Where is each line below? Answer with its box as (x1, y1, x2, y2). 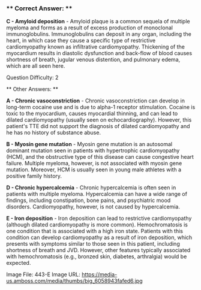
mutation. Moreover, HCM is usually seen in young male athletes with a (6, 166, 182, 173)
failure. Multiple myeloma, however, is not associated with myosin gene (6, 160, 182, 167)
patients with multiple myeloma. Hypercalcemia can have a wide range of (6, 191, 188, 198)
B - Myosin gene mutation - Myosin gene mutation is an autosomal (6, 141, 173, 148)
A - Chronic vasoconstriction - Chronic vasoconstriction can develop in (6, 97, 185, 104)
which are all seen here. (6, 62, 65, 70)
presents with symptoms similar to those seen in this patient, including (6, 240, 180, 247)
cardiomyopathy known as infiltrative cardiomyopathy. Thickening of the (6, 43, 185, 50)
